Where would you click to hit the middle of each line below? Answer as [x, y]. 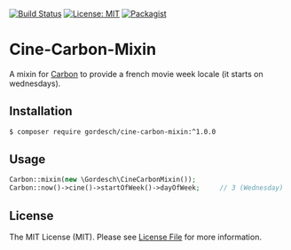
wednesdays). [35, 83]
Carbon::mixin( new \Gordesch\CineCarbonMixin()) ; [103, 180]
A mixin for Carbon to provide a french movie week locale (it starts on [136, 74]
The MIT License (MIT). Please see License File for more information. [135, 237]
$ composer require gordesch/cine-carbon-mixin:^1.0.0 [113, 132]
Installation [41, 111]
